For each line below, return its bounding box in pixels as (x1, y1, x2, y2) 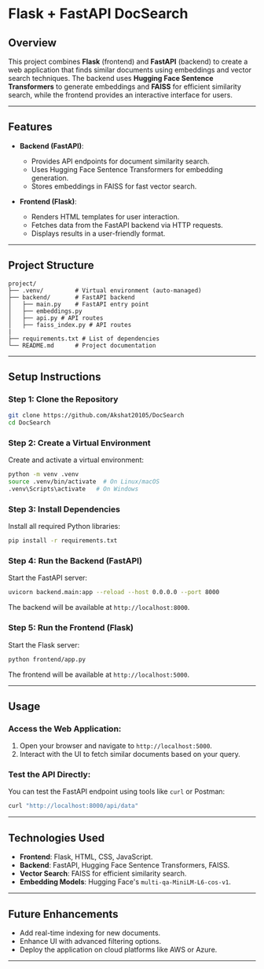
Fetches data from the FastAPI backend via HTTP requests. (31, 220, 224, 229)
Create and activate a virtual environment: (8, 455, 144, 464)
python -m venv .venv (8, 471, 79, 479)
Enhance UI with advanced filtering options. (19, 936, 162, 945)
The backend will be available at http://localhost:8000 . (8, 603, 190, 612)
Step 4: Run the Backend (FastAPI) (8, 556, 143, 567)
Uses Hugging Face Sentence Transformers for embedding (31, 164, 223, 174)
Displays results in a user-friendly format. (31, 229, 166, 238)
